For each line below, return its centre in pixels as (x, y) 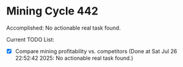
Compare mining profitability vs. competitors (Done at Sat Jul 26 (96, 51)
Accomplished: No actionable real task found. (63, 28)
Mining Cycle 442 (52, 11)
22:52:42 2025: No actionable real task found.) (74, 58)
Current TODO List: (30, 39)
